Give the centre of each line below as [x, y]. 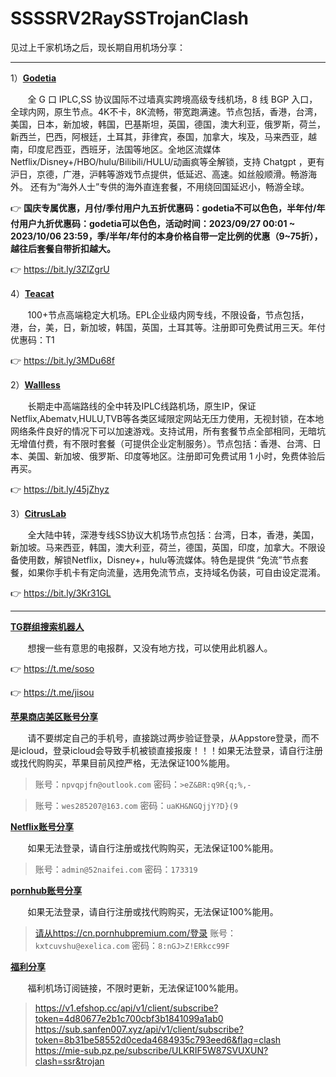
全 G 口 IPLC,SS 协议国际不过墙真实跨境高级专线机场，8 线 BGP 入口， [172, 99]
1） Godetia [33, 78]
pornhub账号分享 [46, 890]
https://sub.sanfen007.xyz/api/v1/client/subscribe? [139, 1029]
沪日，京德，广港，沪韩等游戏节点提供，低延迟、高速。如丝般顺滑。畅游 [159, 174]
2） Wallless [35, 384]
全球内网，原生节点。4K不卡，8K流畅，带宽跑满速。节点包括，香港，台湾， [166, 111]
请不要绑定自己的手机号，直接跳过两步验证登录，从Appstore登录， [164, 738]
